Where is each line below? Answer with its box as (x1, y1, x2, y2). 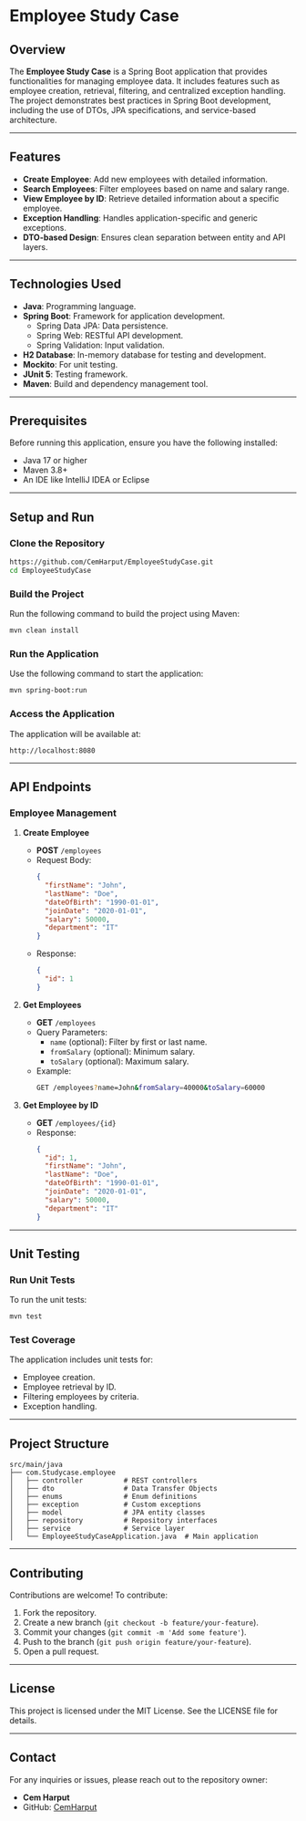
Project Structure (9, 1436, 109, 1452)
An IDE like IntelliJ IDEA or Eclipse (22, 474, 150, 485)
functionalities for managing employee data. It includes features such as (9, 76, 280, 87)
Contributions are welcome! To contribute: (9, 1589, 168, 1601)
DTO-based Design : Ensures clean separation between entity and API (22, 232, 286, 243)
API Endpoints (9, 779, 92, 795)
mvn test (9, 1312, 43, 1321)
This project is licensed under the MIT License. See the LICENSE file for (9, 1705, 279, 1716)
